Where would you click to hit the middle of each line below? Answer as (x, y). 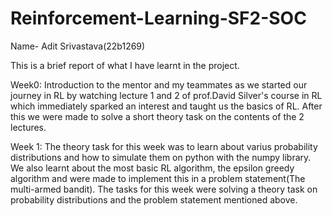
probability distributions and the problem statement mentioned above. (154, 199)
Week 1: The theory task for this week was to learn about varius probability (164, 146)
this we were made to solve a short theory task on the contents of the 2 (157, 116)
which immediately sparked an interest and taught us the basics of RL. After (166, 106)
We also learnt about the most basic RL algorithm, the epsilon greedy (152, 168)
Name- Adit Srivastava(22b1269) (78, 46)
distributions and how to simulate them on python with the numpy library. (161, 157)
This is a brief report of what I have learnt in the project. (125, 65)
